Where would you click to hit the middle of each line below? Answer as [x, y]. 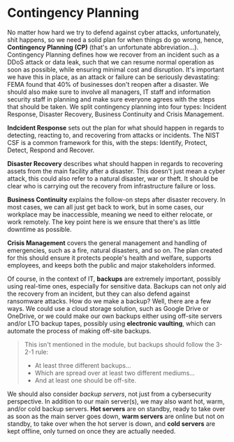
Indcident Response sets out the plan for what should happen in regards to [116, 127]
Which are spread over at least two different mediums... [115, 373]
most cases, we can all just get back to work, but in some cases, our [106, 207]
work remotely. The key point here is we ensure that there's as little [104, 221]
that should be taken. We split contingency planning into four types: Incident [117, 106]
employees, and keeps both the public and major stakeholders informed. [111, 265]
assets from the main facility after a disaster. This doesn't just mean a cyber [116, 171]
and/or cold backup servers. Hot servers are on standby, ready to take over [116, 408]
